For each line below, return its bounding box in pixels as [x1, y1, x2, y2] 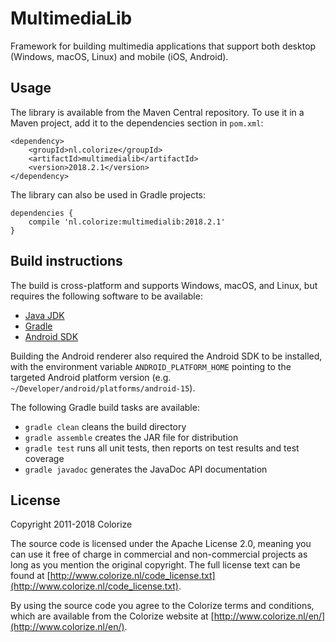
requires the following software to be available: [10, 290, 203, 302]
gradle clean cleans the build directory [24, 420, 187, 432]
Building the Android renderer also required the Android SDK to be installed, [10, 350, 323, 362]
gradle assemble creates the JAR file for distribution [24, 431, 239, 443]
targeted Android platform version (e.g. [10, 371, 172, 383]
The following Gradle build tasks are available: [10, 401, 200, 413]
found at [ [10, 570, 51, 582]
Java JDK [24, 309, 65, 321]
